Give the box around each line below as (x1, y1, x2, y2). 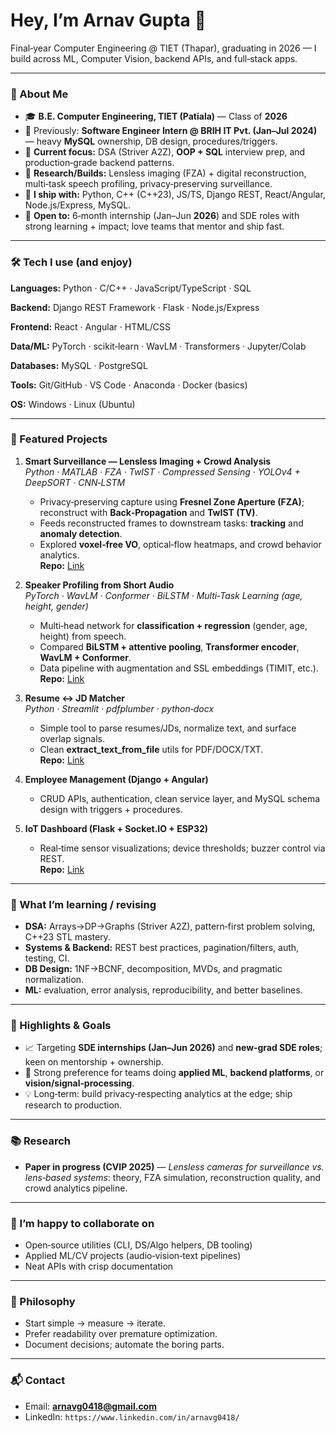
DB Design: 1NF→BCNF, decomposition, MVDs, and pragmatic (24, 963, 283, 975)
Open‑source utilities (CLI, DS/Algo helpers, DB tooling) (24, 1239, 253, 1251)
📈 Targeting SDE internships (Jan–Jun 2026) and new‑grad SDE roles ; (24, 1042, 323, 1054)
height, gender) (24, 600, 89, 612)
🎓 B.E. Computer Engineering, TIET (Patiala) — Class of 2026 (24, 110, 288, 123)
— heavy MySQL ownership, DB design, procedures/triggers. (24, 135, 278, 148)
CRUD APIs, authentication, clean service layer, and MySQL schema (39, 792, 321, 804)
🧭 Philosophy (10, 1294, 76, 1308)
